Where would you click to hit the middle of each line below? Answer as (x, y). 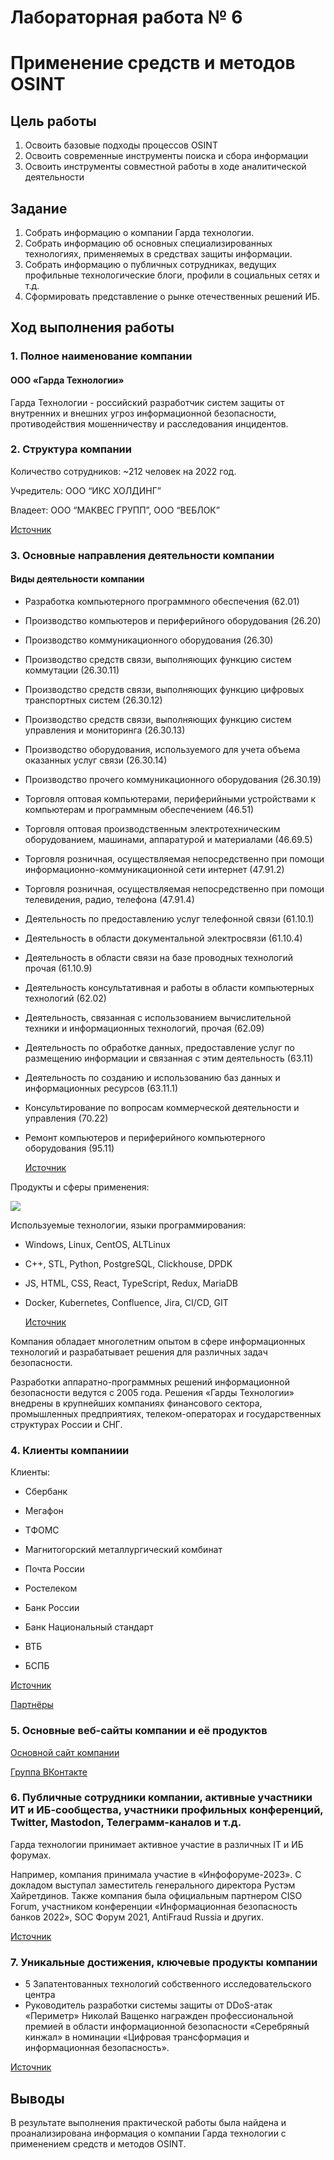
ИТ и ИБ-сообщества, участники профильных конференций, (167, 1810)
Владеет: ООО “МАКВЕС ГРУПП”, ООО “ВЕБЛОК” (115, 510)
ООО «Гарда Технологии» (67, 380)
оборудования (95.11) (69, 1148)
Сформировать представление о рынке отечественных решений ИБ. (172, 296)
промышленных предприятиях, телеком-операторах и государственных (166, 1413)
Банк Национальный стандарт (89, 1627)
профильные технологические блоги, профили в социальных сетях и (172, 275)
